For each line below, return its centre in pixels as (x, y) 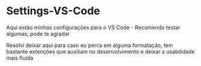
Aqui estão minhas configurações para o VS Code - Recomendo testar (93, 27)
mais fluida (20, 58)
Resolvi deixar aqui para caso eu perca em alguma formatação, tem (90, 45)
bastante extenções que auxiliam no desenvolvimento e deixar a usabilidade (100, 51)
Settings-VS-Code (53, 11)
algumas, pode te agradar (38, 33)
